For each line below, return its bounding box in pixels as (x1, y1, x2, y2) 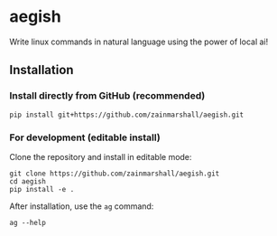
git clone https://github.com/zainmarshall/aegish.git (9, 169, 220, 178)
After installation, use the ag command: (9, 201, 154, 212)
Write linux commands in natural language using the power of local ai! (9, 36, 269, 47)
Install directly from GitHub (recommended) (9, 90, 206, 102)
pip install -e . (9, 184, 75, 194)
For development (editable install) (9, 131, 161, 144)
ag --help (9, 218, 47, 227)
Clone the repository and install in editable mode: (9, 151, 192, 162)
